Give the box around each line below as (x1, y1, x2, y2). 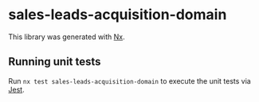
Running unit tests (8, 55, 101, 69)
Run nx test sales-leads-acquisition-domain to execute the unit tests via (8, 76, 251, 85)
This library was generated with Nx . (8, 32, 125, 41)
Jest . (8, 84, 26, 94)
